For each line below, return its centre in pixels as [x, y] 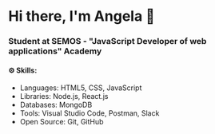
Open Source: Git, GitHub [62, 122]
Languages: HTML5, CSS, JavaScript [81, 88]
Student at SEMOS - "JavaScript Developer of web [107, 41]
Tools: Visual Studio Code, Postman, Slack [90, 113]
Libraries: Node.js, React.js [64, 97]
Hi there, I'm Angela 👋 [82, 16]
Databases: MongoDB [56, 105]
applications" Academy [55, 51]
